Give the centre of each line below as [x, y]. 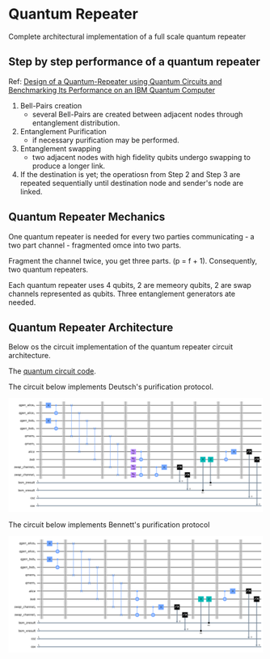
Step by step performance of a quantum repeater [134, 62]
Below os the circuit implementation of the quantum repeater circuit [121, 347]
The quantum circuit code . [53, 371]
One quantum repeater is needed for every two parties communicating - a [131, 236]
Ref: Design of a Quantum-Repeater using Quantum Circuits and [115, 81]
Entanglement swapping [60, 148]
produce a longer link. [69, 166]
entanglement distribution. [76, 123]
